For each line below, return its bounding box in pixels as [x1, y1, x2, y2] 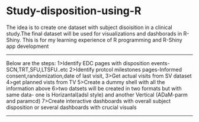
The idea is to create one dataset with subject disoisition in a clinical [6, 24, 173, 31]
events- [150, 59, 170, 66]
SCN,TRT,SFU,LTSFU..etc [6, 66, 68, 73]
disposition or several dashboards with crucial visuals [6, 104, 137, 111]
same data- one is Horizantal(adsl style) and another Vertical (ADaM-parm [6, 91, 188, 98]
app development [6, 43, 49, 50]
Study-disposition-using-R [6, 4, 142, 18]
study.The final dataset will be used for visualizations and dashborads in [6, 30, 182, 37]
